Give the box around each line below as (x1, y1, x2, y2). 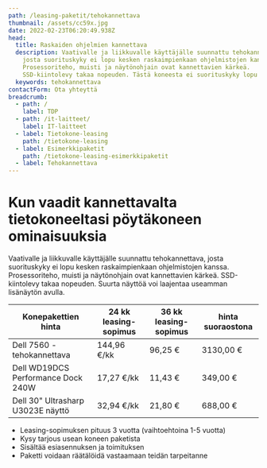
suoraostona (203, 321, 253, 332)
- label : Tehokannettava (15, 160, 98, 168)
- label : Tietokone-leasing (15, 130, 109, 137)
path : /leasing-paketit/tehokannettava (8, 11, 141, 20)
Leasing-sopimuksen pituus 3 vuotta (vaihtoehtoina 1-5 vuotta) (19, 426, 226, 435)
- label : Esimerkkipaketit (15, 145, 105, 153)
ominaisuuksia (8, 227, 107, 246)
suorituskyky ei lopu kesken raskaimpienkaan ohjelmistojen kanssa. (8, 262, 230, 272)
